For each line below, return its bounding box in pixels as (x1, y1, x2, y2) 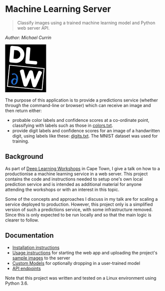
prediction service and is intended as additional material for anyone (5, 181, 142, 187)
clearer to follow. (5, 217, 39, 223)
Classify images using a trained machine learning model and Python (17, 20, 156, 26)
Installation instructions (12, 244, 60, 250)
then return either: (5, 108, 42, 113)
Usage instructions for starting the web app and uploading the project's (12, 250, 158, 255)
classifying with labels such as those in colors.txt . (12, 122, 113, 128)
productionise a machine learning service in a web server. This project (5, 171, 148, 177)
